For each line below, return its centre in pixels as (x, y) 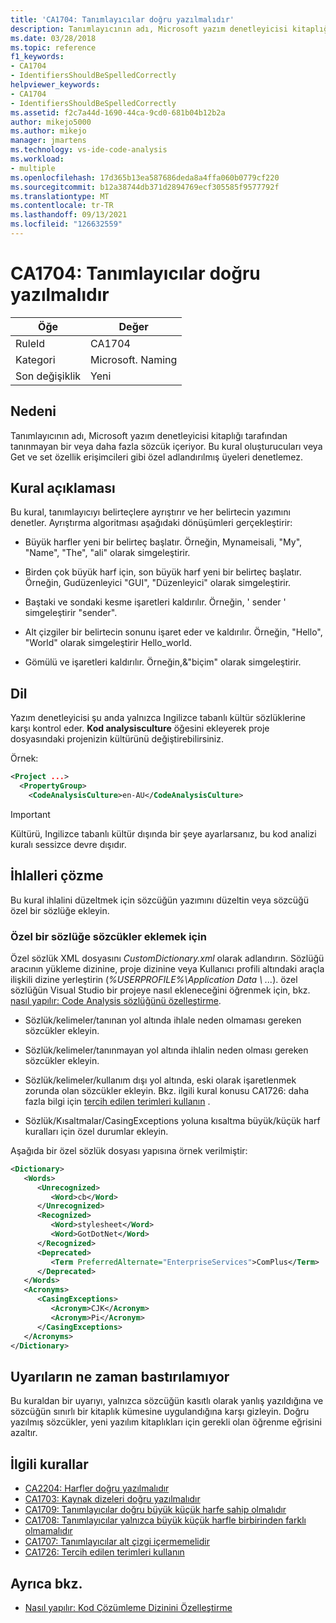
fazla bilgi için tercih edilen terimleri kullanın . (117, 1101)
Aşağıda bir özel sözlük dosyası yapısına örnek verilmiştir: (129, 1150)
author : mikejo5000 (51, 122)
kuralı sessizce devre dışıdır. (68, 844)
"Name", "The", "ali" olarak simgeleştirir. (107, 553)
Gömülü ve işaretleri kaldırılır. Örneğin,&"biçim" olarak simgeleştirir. (163, 662)
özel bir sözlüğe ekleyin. (60, 910)
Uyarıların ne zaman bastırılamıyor (120, 1376)
